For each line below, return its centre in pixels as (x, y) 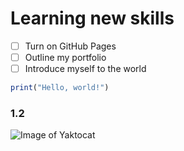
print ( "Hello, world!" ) (60, 88)
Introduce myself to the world (85, 69)
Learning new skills (92, 18)
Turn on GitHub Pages (70, 46)
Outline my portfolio (65, 57)
